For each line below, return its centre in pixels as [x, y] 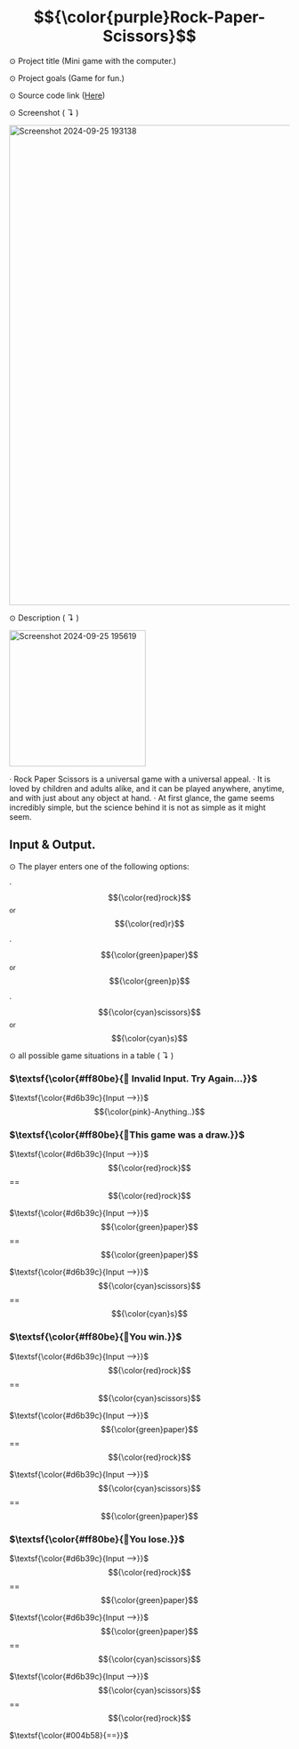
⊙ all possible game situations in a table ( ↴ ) [92, 1055]
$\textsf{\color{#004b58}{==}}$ [69, 1735]
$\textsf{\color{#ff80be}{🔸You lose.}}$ [97, 1539]
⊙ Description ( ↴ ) [44, 618]
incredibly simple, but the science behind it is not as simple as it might [137, 807]
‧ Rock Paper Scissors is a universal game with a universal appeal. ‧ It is [140, 779]
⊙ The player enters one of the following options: [99, 866]
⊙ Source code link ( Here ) [57, 95]
